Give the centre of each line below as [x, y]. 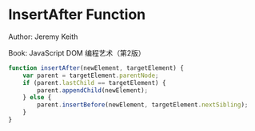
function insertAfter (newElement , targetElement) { [96, 68]
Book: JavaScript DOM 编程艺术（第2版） [77, 52]
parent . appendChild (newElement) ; [93, 90]
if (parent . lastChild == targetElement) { [94, 83]
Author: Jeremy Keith [43, 37]
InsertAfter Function [77, 15]
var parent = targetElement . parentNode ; [91, 75]
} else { [37, 98]
